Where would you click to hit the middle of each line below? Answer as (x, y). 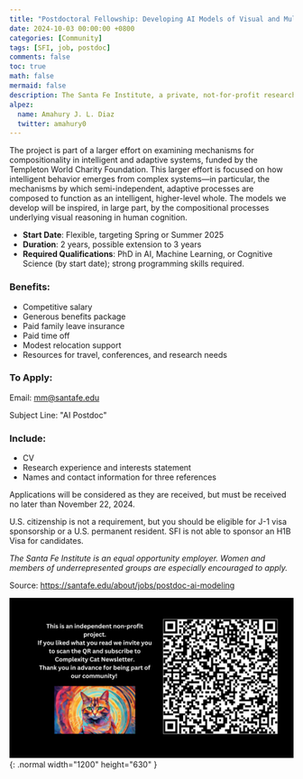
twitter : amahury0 (52, 124)
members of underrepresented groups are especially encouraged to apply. (149, 568)
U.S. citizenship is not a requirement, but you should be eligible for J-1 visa (148, 522)
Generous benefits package (74, 316)
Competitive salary (57, 307)
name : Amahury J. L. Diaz (66, 114)
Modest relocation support (72, 345)
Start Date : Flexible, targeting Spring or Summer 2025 (123, 235)
